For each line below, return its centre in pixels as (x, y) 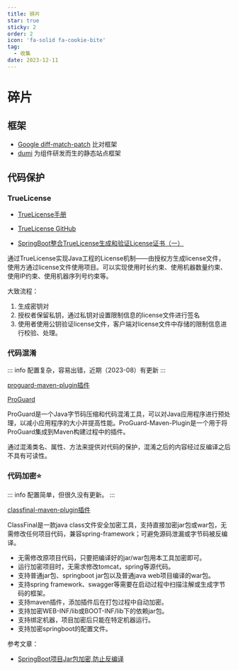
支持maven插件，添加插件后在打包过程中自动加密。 (92, 602)
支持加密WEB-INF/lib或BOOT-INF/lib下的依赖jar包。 (93, 611)
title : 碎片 (24, 14)
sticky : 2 (22, 27)
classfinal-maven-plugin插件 (49, 510)
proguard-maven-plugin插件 (49, 385)
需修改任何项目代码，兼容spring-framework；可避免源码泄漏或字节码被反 (114, 534)
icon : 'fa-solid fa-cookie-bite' (57, 40)
